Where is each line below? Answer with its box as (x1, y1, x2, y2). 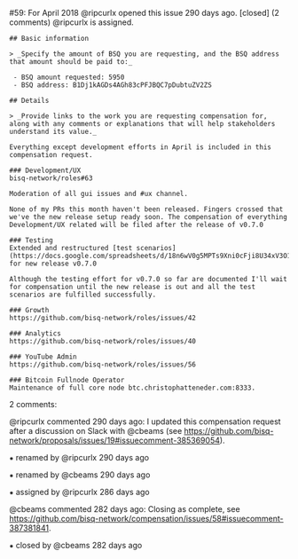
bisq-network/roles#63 (9, 174, 93, 183)
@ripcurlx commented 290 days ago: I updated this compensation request (9, 416, 281, 427)
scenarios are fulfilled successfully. (9, 290, 157, 299)
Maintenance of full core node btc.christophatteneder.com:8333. (9, 383, 255, 392)
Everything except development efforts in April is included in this (9, 143, 272, 152)
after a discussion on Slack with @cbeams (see (9, 426, 183, 436)
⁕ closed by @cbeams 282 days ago (9, 540, 143, 550)
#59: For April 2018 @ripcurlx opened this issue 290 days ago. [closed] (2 (9, 8, 279, 18)
